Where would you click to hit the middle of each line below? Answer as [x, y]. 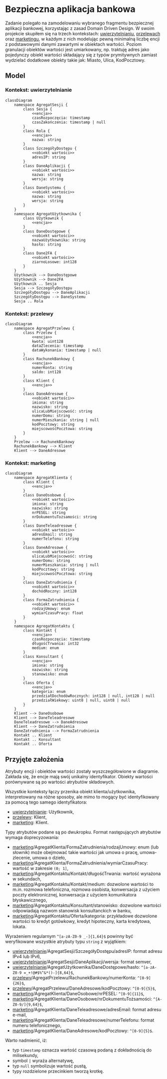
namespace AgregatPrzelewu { [44, 328]
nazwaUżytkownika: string [59, 240]
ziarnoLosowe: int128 [54, 262]
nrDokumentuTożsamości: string [64, 517]
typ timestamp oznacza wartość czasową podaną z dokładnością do [82, 1050]
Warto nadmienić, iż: [26, 1041]
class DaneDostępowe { [47, 231]
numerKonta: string [52, 368]
